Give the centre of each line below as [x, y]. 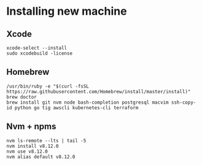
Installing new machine [67, 11]
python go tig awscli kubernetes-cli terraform [76, 108]
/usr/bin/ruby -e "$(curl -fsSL [48, 86]
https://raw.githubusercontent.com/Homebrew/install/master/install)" [99, 91]
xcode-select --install [37, 48]
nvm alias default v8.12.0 [41, 157]
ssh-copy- [184, 102]
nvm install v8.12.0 [33, 146]
